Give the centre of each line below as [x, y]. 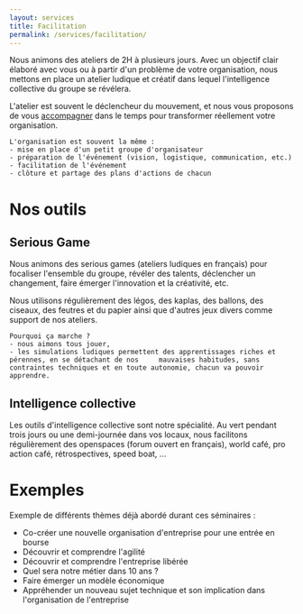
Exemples [47, 490]
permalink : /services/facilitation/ [78, 34]
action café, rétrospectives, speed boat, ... [88, 454]
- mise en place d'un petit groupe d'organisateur [106, 150]
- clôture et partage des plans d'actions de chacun [110, 174]
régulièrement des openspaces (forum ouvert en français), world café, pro [147, 444]
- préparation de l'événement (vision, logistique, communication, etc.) [151, 158]
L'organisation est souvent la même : [82, 142]
